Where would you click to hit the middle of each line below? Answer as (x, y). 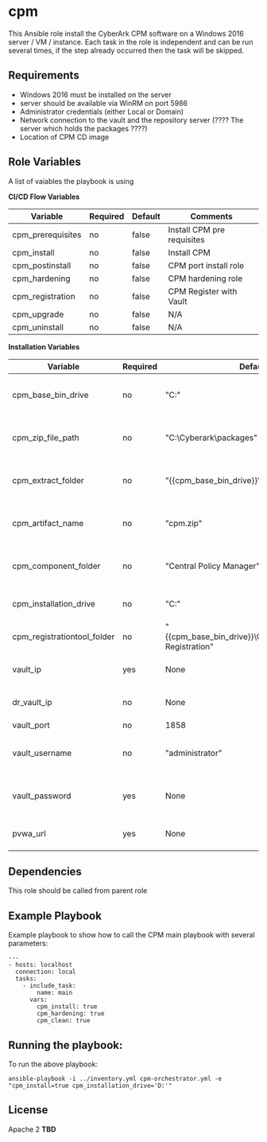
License (28, 1110)
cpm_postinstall (42, 265)
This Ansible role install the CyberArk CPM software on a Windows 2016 (126, 33)
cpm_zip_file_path (46, 438)
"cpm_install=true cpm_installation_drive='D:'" (90, 1085)
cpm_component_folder (56, 566)
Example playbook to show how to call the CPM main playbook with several (132, 935)
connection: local (46, 972)
